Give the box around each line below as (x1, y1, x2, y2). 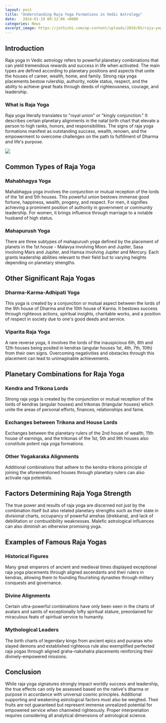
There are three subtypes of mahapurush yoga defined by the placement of (5, 239, 159, 244)
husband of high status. (5, 215, 53, 221)
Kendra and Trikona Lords (5, 385, 68, 392)
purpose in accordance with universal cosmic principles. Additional (5, 691, 142, 697)
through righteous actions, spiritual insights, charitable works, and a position (5, 310, 161, 316)
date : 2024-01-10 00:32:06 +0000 (5, 16, 79, 21)
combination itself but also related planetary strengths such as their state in (5, 508, 159, 514)
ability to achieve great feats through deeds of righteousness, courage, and (5, 83, 159, 89)
